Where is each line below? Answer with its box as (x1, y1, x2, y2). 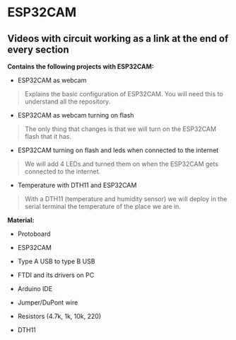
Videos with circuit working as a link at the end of (7, 33, 229, 45)
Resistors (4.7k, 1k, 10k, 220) (17, 312, 102, 320)
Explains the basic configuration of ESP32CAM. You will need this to (24, 90, 224, 98)
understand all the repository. (24, 97, 111, 106)
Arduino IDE (17, 285, 53, 293)
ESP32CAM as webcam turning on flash (17, 111, 134, 119)
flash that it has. (24, 132, 72, 140)
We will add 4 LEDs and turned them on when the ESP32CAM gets (24, 160, 219, 168)
